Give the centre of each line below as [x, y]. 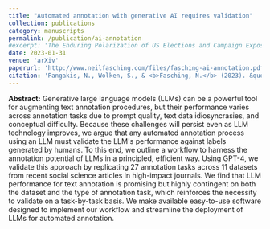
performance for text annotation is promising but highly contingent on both [132, 184]
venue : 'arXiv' [34, 61]
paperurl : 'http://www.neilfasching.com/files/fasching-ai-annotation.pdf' [138, 68]
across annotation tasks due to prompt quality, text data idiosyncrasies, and [134, 115]
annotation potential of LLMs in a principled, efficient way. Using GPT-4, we [133, 158]
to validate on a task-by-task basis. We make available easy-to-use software [135, 201]
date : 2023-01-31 [37, 53]
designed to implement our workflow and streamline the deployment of [126, 209]
